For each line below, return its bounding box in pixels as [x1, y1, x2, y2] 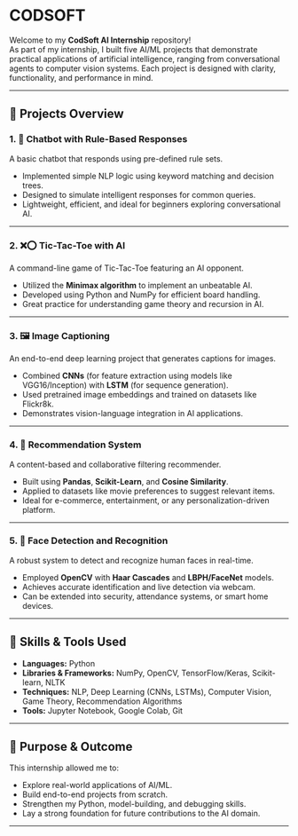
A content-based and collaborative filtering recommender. [9, 459, 222, 469]
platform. [21, 504, 56, 515]
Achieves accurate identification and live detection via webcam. [21, 581, 255, 592]
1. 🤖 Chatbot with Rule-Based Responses [9, 133, 188, 146]
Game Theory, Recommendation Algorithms [21, 696, 183, 706]
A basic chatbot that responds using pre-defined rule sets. [9, 153, 223, 164]
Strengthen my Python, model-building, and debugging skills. [21, 799, 247, 809]
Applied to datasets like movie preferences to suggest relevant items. [21, 485, 276, 496]
